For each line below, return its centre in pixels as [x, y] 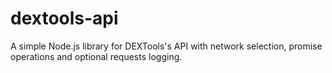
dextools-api [64, 18]
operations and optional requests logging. [96, 56]
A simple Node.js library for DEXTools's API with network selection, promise [166, 46]
